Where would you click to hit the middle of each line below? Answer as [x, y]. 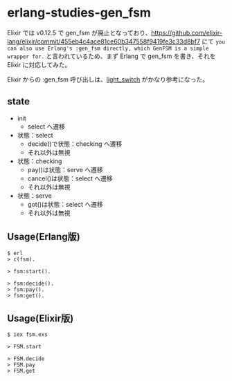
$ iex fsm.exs [28, 335]
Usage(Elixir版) [41, 318]
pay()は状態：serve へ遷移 [65, 169]
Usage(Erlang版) [44, 237]
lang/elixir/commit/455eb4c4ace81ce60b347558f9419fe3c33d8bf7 [104, 41]
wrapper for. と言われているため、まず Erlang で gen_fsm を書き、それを [111, 56]
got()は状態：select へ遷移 [65, 204]
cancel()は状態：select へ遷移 [70, 178]
